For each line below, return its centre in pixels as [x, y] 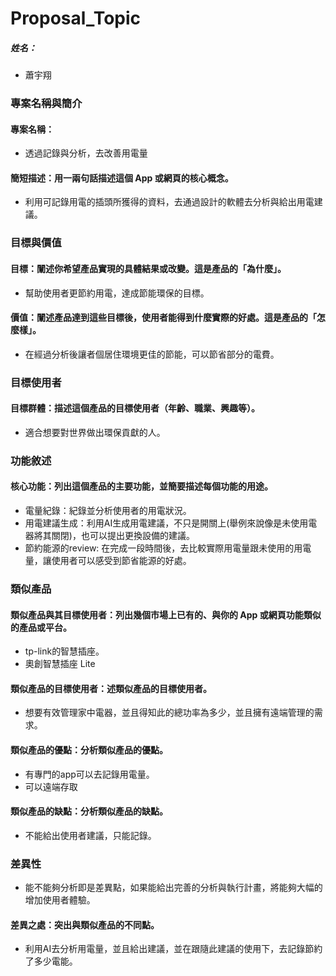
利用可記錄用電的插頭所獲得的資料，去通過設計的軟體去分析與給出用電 [169, 202]
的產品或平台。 [41, 627]
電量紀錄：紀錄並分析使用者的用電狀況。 [108, 511]
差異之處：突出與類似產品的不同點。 [85, 924]
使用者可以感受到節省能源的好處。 [121, 561]
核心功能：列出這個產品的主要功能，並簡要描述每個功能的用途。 [141, 486]
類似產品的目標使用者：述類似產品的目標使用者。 [111, 688]
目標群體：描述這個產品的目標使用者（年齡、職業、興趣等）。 [135, 408]
